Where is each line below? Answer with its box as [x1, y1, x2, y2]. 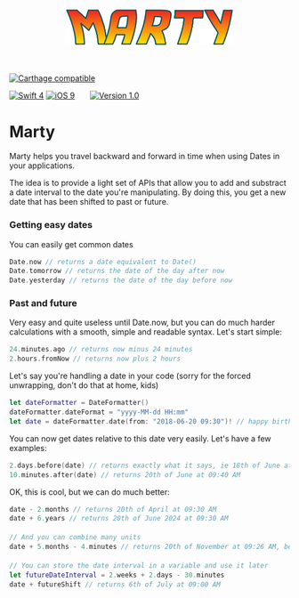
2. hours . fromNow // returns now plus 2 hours [9, 354, 181, 364]
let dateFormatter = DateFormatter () [9, 399, 149, 408]
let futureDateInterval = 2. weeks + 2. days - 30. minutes [9, 570, 225, 579]
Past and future [9, 297, 77, 310]
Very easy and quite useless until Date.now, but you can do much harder [9, 317, 276, 328]
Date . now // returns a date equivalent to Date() [9, 257, 198, 266]
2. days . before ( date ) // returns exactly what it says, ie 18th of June [9, 461, 280, 470]
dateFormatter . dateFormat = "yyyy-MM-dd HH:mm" [9, 408, 190, 417]
